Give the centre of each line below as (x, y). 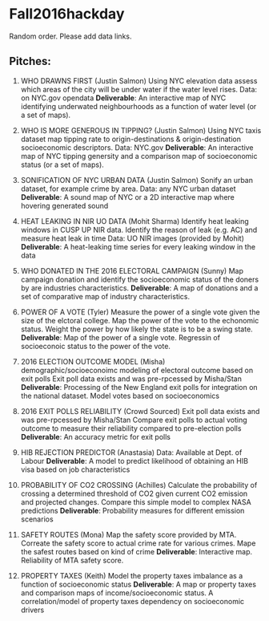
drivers (32, 610)
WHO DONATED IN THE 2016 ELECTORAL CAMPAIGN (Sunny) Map (132, 270)
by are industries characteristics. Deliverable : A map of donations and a (139, 288)
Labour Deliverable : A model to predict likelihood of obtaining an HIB (134, 461)
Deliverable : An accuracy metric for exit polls (96, 436)
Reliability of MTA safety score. (72, 560)
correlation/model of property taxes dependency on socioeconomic (132, 601)
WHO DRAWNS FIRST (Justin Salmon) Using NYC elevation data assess (139, 80)
